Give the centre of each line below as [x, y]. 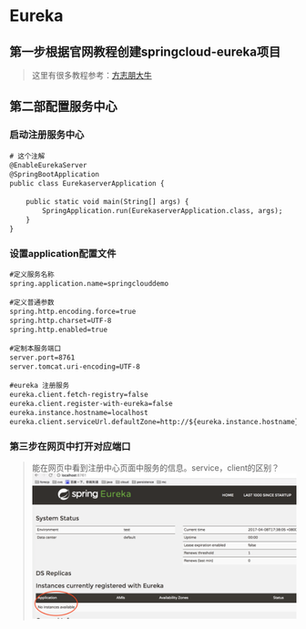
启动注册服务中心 [47, 135]
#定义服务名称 [32, 274]
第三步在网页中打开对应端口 [70, 446]
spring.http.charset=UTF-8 [61, 320]
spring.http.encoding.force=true [73, 311]
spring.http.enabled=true [58, 330]
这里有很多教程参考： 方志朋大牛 [92, 75]
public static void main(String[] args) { [107, 201]
